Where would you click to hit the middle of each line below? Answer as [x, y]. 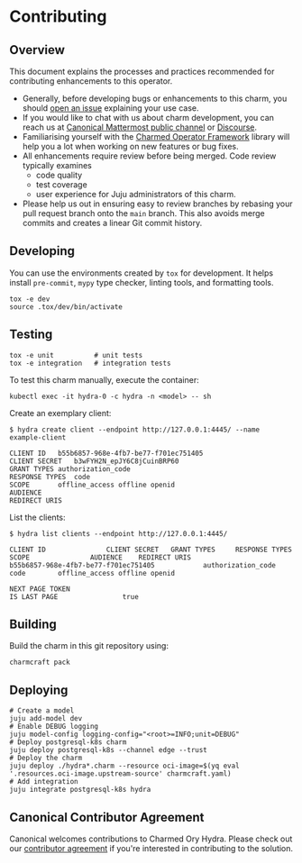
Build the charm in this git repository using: [89, 646]
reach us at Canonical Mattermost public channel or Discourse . [140, 127]
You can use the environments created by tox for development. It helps [141, 273]
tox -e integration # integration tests [90, 363]
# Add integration [44, 782]
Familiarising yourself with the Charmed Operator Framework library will [156, 136]
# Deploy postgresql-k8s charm [68, 742]
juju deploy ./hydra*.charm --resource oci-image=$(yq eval [125, 766]
